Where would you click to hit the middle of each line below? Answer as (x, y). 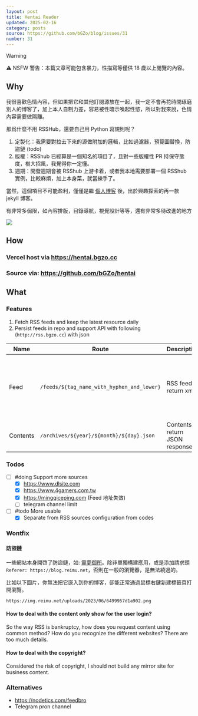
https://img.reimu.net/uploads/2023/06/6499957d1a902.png (79, 601)
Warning (16, 56)
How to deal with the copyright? (46, 653)
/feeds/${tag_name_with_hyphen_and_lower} (100, 387)
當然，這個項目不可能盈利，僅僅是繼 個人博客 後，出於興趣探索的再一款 (93, 191)
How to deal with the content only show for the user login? (79, 614)
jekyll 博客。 (21, 198)
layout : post (22, 11)
